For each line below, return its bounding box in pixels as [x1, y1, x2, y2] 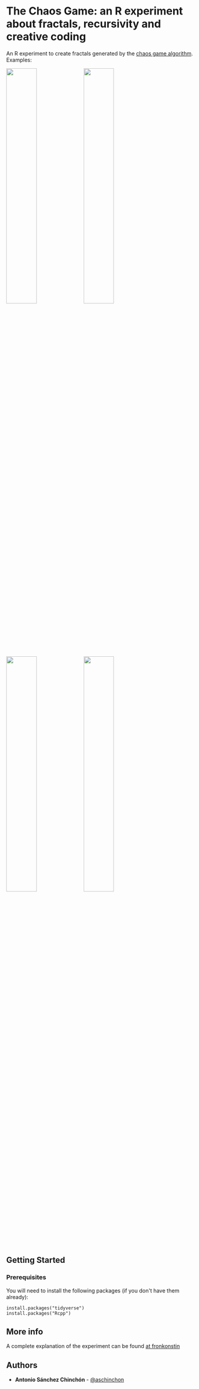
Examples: [6, 56, 32, 63]
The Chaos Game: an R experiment [6, 4, 183, 18]
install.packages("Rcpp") [6, 1310, 71, 1316]
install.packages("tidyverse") [6, 1305, 85, 1311]
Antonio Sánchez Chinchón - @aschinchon [14, 1376, 124, 1384]
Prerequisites [6, 1273, 46, 1282]
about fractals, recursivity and [6, 17, 161, 31]
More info [6, 1327, 43, 1337]
